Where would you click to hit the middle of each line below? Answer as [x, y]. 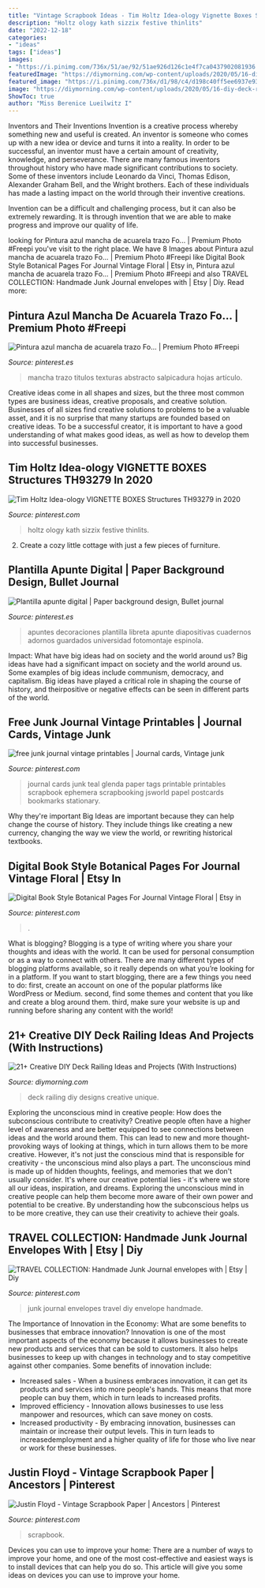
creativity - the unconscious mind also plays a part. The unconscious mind [129, 1163]
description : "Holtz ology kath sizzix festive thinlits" [105, 23]
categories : [28, 37]
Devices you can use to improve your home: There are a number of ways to [131, 1550]
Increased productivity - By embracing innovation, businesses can [127, 1422]
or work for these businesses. [68, 1448]
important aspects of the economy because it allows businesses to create [128, 1340]
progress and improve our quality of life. [73, 225]
